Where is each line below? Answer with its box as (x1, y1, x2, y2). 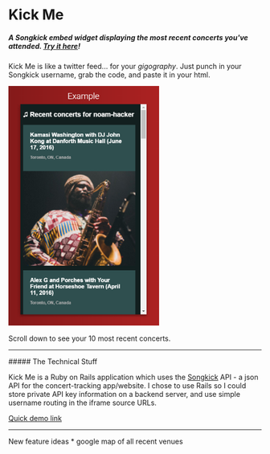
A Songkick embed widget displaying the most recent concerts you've (8, 32, 249, 42)
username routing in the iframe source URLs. (8, 398, 157, 407)
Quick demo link (8, 414, 63, 423)
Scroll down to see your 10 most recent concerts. (8, 333, 171, 343)
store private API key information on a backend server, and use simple (8, 390, 241, 399)
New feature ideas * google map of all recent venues (8, 436, 183, 447)
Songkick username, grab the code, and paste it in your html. (8, 70, 211, 80)
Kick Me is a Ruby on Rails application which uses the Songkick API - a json (8, 372, 259, 382)
